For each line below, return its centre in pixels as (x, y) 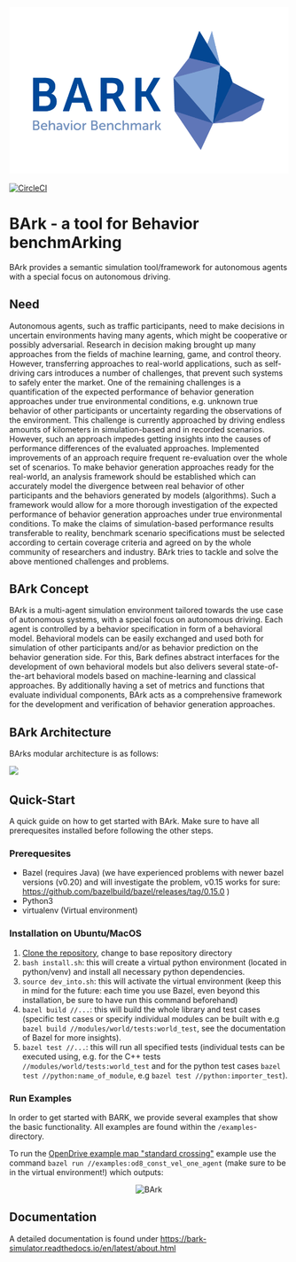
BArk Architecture (61, 732)
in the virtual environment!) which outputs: (86, 1172)
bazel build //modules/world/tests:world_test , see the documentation (154, 1028)
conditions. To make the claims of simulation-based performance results (142, 523)
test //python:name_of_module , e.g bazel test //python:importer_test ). (155, 1075)
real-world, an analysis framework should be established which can (133, 476)
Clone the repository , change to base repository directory (127, 953)
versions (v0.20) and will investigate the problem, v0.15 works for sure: (151, 882)
